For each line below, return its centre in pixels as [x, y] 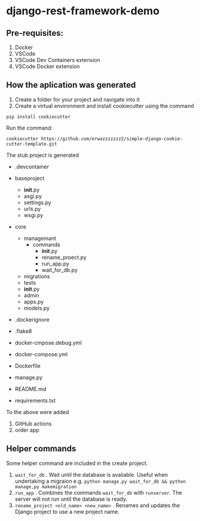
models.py [36, 308]
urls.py [32, 209]
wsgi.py [33, 215]
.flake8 [23, 331]
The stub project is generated [43, 155]
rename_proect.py [64, 257]
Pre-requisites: [35, 33]
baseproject [30, 178]
